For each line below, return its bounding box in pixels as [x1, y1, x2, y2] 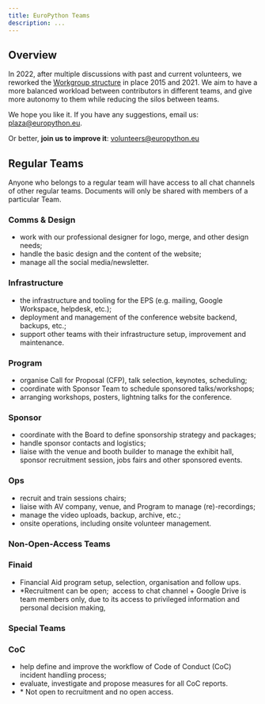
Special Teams [8, 622, 66, 633]
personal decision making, [19, 603, 106, 612]
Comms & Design [8, 215, 76, 226]
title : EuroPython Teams [8, 11, 90, 20]
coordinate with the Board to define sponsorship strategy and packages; [19, 430, 256, 440]
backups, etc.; [19, 320, 67, 330]
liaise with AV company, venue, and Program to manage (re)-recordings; [19, 501, 256, 511]
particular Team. [8, 195, 62, 205]
